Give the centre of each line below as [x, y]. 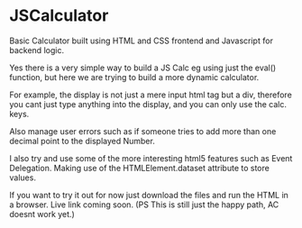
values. [23, 178]
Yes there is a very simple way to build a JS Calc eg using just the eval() [143, 68]
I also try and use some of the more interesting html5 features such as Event [151, 158]
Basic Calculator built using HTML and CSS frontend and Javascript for [141, 41]
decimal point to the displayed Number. [82, 141]
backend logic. [37, 50]
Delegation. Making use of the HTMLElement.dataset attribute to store [140, 168]
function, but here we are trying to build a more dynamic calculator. [134, 77]
